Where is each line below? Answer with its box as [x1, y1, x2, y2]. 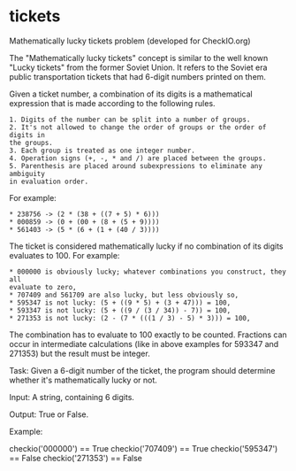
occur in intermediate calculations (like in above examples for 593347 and [9, 338, 279, 349]
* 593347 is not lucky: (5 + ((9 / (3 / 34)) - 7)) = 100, [9, 305, 231, 315]
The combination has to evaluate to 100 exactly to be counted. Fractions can [9, 329, 287, 340]
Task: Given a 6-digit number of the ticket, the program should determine [9, 365, 276, 375]
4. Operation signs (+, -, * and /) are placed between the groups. [9, 153, 267, 163]
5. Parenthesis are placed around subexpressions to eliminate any [9, 161, 263, 170]
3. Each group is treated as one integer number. [9, 146, 196, 155]
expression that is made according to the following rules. [9, 97, 216, 108]
